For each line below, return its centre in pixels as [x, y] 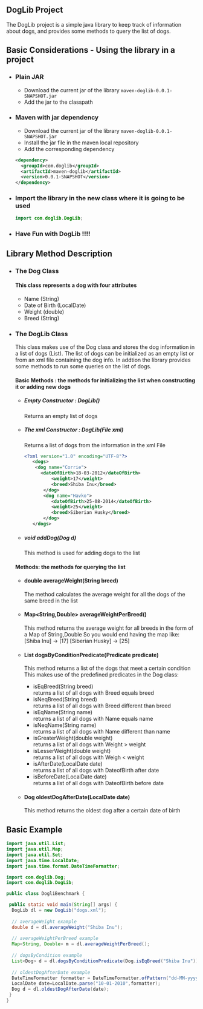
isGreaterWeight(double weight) [73, 738]
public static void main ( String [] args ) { [63, 905]
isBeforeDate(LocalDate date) [70, 777]
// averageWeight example [44, 922]
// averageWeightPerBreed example [55, 939]
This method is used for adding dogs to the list [82, 553]
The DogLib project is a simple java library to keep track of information [94, 24]
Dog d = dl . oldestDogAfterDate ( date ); [61, 989]
